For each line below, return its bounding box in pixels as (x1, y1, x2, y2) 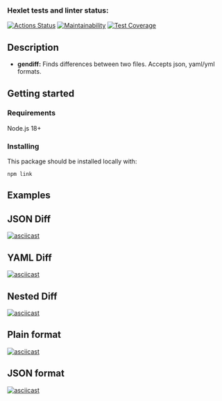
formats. (17, 67, 42, 76)
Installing (7, 141, 40, 151)
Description (7, 41, 59, 54)
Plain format (7, 329, 61, 341)
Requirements (7, 108, 56, 118)
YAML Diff (7, 252, 52, 263)
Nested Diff (7, 290, 58, 302)
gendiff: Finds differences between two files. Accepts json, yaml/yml (17, 60, 215, 68)
